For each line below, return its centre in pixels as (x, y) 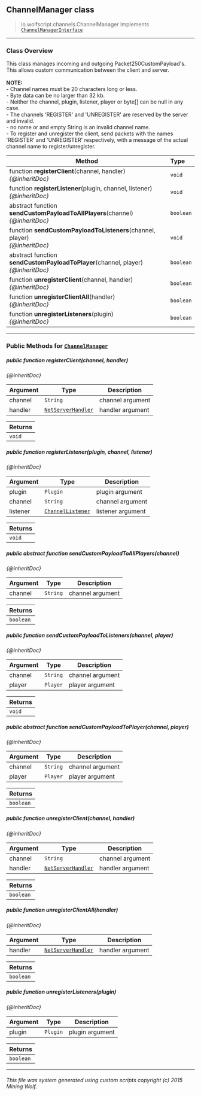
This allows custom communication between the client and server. (88, 70)
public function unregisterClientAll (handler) (62, 910)
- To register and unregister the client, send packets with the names (90, 133)
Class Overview (30, 50)
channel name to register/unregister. (51, 147)
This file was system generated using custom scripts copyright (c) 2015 (95, 1080)
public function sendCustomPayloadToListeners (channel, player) (90, 635)
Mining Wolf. (22, 1086)
